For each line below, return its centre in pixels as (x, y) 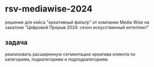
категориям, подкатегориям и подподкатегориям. (57, 59)
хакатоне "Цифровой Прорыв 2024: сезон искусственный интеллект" (77, 27)
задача (16, 43)
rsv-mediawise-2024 (49, 9)
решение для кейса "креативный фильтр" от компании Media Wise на (77, 22)
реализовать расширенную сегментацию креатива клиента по (70, 54)
